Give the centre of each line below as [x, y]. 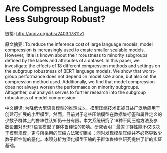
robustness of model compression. [41, 97]
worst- [149, 71]
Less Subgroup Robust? [55, 19]
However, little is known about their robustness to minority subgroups [76, 55]
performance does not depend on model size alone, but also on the [87, 76]
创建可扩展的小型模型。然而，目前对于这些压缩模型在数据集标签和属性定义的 [83, 114]
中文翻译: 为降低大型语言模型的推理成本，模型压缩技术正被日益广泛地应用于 [83, 108]
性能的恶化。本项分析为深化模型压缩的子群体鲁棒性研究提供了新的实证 [90, 139]
